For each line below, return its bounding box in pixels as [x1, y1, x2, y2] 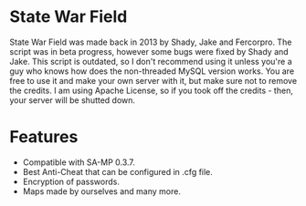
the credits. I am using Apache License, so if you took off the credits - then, [9, 85, 294, 96]
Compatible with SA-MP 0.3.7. [22, 157, 135, 168]
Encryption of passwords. [22, 176, 121, 187]
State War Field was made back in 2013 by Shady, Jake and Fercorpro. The [9, 36, 292, 47]
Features [9, 127, 79, 148]
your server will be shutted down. [9, 94, 135, 106]
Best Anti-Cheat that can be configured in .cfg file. [22, 166, 213, 177]
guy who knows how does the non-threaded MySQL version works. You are [9, 66, 295, 77]
